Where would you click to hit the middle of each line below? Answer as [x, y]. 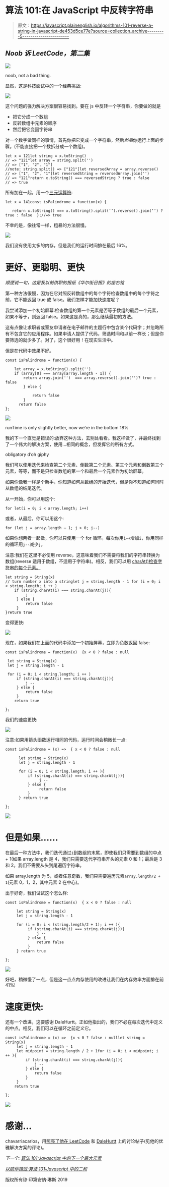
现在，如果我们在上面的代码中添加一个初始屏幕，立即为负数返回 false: [77, 642]
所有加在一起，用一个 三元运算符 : [39, 192]
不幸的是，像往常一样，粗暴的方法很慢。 [47, 225]
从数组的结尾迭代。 [25, 488]
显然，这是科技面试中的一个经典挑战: [44, 86]
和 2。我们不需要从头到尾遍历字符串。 [45, 865]
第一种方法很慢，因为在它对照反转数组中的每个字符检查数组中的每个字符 [80, 293]
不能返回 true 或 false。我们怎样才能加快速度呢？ [69, 299]
